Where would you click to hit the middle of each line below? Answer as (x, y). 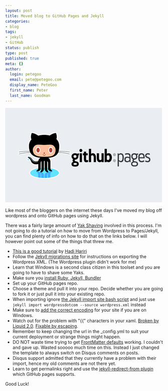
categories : (18, 21)
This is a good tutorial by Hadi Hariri (50, 251)
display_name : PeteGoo (33, 85)
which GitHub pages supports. (44, 374)
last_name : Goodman (30, 96)
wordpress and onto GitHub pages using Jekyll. (54, 215)
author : (13, 69)
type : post (17, 53)
